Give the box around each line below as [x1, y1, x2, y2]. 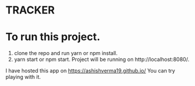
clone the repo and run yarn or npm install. [14, 50, 118, 57]
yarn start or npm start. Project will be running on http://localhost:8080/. [14, 56, 190, 63]
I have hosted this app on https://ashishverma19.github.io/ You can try [5, 67, 176, 74]
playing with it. [5, 74, 41, 81]
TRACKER [5, 4, 55, 17]
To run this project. [5, 30, 101, 44]
